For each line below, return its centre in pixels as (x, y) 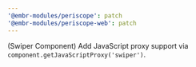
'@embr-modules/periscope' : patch (65, 16)
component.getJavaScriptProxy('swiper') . (77, 54)
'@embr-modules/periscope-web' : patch (72, 23)
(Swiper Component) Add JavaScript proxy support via (98, 45)
